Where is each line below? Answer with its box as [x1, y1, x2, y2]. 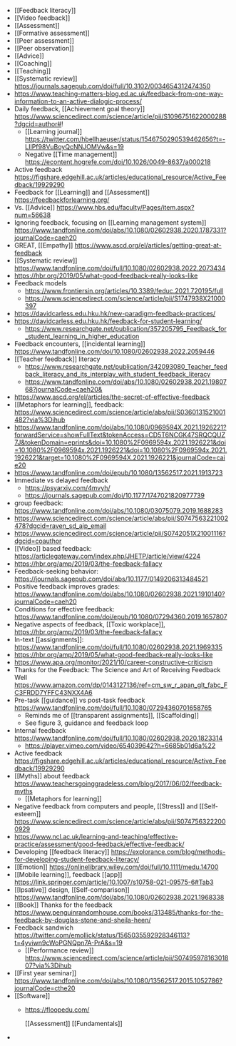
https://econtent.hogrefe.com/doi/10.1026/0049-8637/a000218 [24, 158, 211, 166]
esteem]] [14, 810, 41, 818]
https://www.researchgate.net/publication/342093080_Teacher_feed [24, 362, 228, 370]
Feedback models [14, 279, 67, 288]
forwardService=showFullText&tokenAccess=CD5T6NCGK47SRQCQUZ [14, 431, 226, 439]
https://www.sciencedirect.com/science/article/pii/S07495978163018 [24, 954, 229, 962]
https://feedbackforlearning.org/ [14, 196, 110, 204]
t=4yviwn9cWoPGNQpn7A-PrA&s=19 [14, 938, 123, 947]
